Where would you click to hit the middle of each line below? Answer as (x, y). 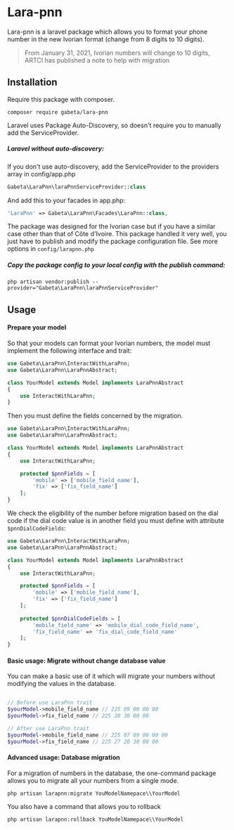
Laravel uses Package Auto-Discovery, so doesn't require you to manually (114, 125)
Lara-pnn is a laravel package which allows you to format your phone (108, 32)
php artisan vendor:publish (48, 282)
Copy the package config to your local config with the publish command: (116, 265)
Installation (32, 83)
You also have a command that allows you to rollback (84, 806)
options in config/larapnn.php (51, 249)
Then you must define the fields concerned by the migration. (95, 416)
